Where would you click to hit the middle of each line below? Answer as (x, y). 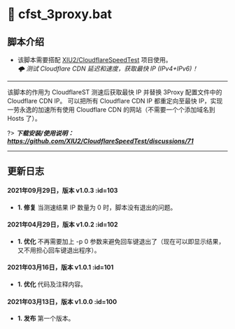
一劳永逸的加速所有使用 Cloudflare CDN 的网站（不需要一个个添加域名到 (111, 110)
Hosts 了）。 (24, 118)
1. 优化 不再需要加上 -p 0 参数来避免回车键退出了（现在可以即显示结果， (121, 241)
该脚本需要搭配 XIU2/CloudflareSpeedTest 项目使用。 (95, 60)
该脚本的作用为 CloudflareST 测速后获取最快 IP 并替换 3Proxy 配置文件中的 (115, 92)
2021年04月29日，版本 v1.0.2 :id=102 (63, 225)
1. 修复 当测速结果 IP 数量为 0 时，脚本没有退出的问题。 (97, 207)
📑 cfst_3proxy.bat (59, 14)
